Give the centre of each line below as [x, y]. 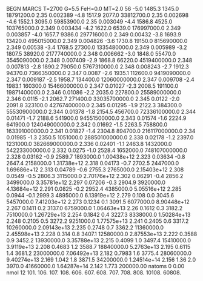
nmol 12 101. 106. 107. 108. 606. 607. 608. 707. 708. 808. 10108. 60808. [94, 273]
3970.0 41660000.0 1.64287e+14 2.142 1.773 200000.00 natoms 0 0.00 [95, 266]
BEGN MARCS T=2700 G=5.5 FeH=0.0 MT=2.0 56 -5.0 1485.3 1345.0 [93, 9]
